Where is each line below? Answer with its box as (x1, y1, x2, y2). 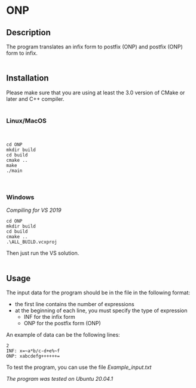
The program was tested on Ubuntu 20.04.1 (6, 375, 114, 383)
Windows (6, 193, 35, 202)
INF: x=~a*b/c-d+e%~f (6, 348, 60, 354)
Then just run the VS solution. (6, 250, 79, 257)
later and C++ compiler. (6, 95, 65, 102)
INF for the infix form (23, 313, 76, 321)
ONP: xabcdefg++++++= (6, 353, 60, 359)
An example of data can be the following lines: (6, 331, 121, 338)
